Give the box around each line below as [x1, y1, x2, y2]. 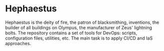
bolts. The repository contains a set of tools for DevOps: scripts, [5, 30, 137, 36]
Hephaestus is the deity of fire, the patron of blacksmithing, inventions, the [5, 19, 159, 25]
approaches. [5, 40, 31, 46]
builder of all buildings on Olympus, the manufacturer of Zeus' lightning [5, 24, 152, 30]
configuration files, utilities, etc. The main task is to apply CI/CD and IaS [5, 35, 153, 41]
